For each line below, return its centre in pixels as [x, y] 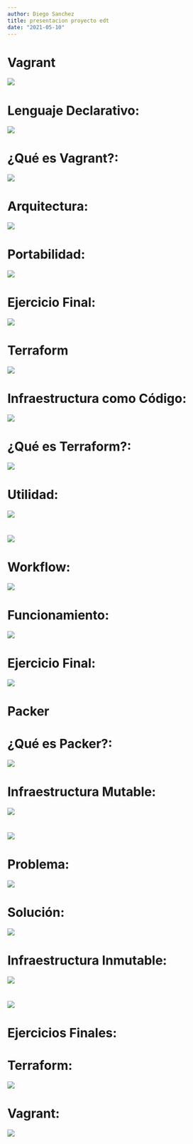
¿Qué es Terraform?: [70, 447]
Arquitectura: [48, 206]
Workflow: [39, 567]
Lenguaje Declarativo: [73, 110]
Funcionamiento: [59, 615]
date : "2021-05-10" [36, 27]
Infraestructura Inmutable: [87, 961]
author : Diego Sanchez [41, 14]
